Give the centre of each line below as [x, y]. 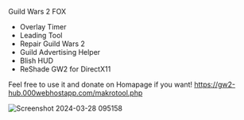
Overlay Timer [43, 27]
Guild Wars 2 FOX [37, 12]
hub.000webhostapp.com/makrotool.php [76, 93]
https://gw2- [215, 84]
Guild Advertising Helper [60, 52]
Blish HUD [37, 60]
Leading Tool [41, 35]
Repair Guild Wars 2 [52, 44]
